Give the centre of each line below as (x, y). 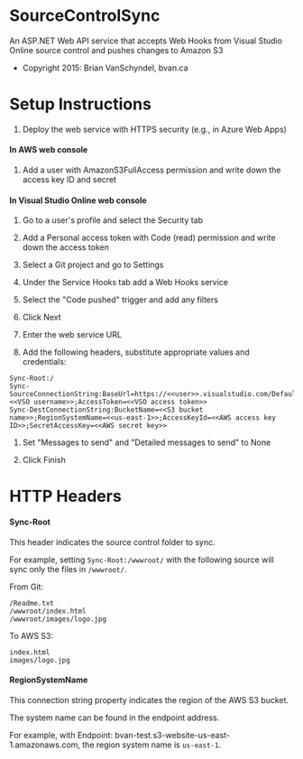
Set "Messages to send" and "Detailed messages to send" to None (147, 442)
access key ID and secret (69, 180)
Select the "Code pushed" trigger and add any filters (120, 300)
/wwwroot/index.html (48, 611)
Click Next (41, 318)
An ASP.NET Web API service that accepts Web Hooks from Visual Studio (146, 41)
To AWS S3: (32, 635)
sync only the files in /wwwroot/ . (68, 569)
